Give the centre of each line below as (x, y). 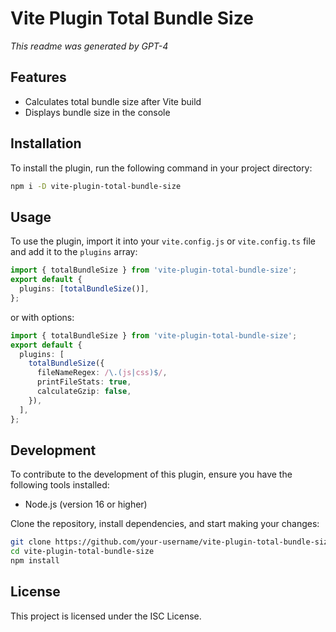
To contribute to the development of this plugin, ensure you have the (151, 474)
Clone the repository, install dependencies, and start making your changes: (165, 524)
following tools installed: (60, 485)
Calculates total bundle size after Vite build (113, 101)
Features (38, 77)
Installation (46, 143)
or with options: (42, 317)
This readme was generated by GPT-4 (89, 46)
